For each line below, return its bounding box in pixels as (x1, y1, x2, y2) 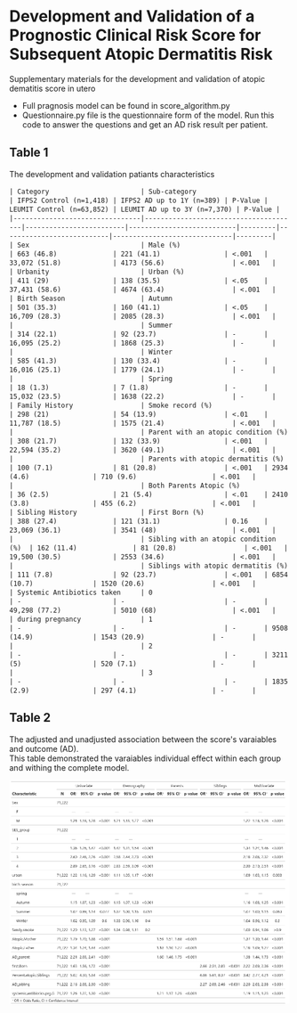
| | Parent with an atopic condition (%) (9, 428, 289, 437)
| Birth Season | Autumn (9, 294, 173, 303)
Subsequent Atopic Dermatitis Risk (9, 45, 273, 64)
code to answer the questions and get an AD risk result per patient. (21, 118, 269, 130)
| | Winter (9, 347, 173, 356)
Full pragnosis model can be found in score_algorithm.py (21, 100, 230, 110)
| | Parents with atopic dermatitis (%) (9, 454, 285, 463)
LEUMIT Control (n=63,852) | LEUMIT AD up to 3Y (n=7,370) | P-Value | (9, 205, 280, 214)
